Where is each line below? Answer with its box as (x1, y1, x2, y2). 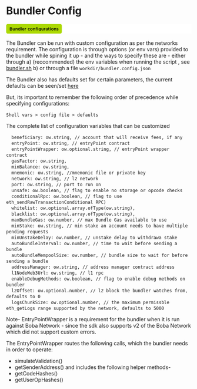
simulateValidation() (14, 357, 63, 364)
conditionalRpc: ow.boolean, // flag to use (11, 193, 122, 199)
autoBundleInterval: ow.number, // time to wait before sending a (11, 240, 178, 246)
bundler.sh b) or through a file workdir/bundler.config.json (6, 64, 151, 71)
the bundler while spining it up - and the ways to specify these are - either (6, 52, 186, 59)
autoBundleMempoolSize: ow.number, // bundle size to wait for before (11, 252, 188, 258)
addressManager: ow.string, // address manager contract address (11, 264, 175, 270)
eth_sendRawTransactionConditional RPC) (6, 199, 107, 205)
